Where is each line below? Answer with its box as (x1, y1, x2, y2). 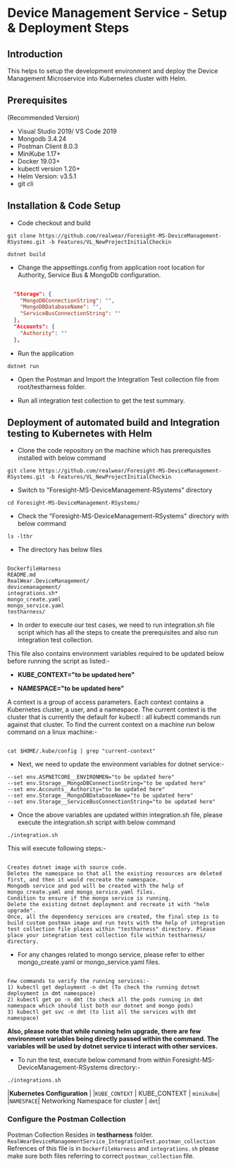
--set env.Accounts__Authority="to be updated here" (7, 786, 166, 793)
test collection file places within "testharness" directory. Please (7, 926, 216, 933)
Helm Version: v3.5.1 (17, 171, 77, 181)
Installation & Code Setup (7, 200, 121, 212)
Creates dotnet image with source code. (7, 864, 128, 872)
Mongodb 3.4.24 (17, 134, 67, 142)
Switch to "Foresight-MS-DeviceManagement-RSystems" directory (17, 486, 213, 494)
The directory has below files (17, 545, 103, 554)
